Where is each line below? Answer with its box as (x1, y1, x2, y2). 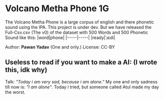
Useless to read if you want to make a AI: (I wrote (5, 58, 157, 66)
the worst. (5, 89, 26, 95)
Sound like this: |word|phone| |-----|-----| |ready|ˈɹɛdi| (5, 35, 115, 40)
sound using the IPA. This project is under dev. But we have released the (5, 24, 152, 30)
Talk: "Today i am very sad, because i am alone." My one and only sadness (5, 79, 158, 84)
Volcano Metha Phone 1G (5, 3, 109, 14)
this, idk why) (5, 66, 48, 74)
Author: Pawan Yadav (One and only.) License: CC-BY (5, 44, 115, 50)
